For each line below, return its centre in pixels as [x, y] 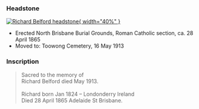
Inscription [23, 61]
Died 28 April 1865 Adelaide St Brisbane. [72, 100]
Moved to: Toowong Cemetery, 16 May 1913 [69, 46]
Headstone [23, 8]
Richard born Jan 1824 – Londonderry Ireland [78, 94]
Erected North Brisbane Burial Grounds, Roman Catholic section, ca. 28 [104, 33]
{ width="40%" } [99, 22]
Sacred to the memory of [52, 75]
